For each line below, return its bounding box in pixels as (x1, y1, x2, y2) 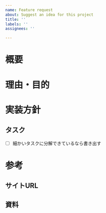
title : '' (5, 17, 26, 22)
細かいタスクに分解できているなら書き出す (12, 140, 101, 146)
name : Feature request (5, 7, 53, 13)
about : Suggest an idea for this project (5, 12, 94, 17)
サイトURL (5, 182, 39, 190)
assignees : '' (5, 26, 35, 31)
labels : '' (5, 21, 28, 27)
